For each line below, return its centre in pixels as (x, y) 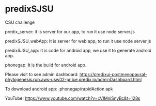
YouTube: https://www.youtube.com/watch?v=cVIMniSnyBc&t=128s (73, 98)
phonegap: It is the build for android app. (46, 65)
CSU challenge (20, 22)
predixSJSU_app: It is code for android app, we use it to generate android (78, 50)
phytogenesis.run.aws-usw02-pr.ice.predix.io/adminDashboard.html (73, 79)
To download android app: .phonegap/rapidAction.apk (59, 89)
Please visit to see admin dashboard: (42, 74)
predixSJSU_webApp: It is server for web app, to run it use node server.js (78, 41)
